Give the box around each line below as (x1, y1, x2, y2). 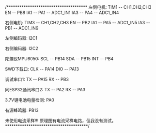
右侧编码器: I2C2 (5, 46, 39, 51)
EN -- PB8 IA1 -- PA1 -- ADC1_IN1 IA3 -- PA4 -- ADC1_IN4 (5, 10, 119, 16)
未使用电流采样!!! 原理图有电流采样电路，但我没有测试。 (5, 118, 116, 123)
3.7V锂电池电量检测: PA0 (5, 97, 55, 103)
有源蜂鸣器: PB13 (5, 107, 39, 113)
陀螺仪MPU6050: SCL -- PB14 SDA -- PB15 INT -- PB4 (5, 56, 114, 62)
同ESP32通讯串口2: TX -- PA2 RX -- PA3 (5, 87, 86, 92)
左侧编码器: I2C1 (5, 35, 38, 41)
